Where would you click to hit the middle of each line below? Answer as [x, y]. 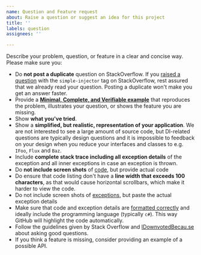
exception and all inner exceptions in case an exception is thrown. [96, 163]
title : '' [19, 23]
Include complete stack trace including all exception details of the [98, 157]
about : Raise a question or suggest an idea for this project [85, 17]
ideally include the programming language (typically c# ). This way [96, 214]
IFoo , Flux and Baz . [38, 151]
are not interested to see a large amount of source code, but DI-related [102, 132]
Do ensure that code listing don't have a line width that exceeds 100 [100, 176]
